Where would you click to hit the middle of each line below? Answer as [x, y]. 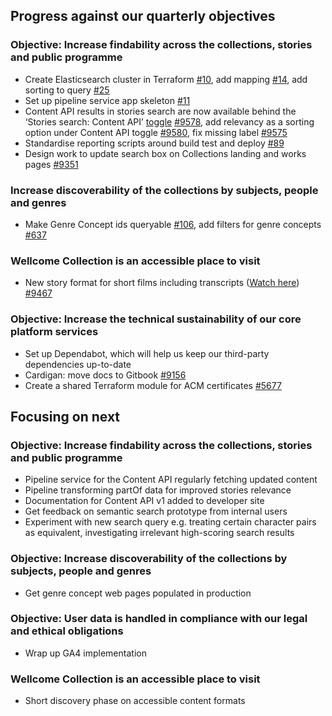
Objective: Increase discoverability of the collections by [149, 559]
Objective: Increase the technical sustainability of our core [156, 319]
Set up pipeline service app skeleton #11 [107, 100]
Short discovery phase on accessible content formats [135, 701]
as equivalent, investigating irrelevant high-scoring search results [159, 533]
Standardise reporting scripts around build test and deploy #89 [154, 143]
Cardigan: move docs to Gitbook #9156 [105, 375]
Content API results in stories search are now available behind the [160, 111]
